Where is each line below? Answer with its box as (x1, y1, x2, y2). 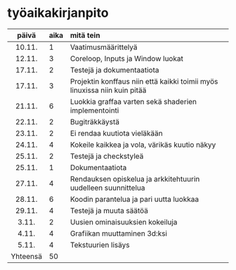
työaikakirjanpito (7, 5, 109, 21)
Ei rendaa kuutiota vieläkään (70, 128, 163, 138)
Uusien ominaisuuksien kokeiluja (70, 217, 178, 226)
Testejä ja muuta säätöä (70, 205, 149, 215)
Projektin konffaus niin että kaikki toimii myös (70, 76, 218, 86)
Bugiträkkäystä (70, 117, 120, 127)
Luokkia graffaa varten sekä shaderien (70, 96, 197, 106)
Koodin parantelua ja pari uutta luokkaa (70, 194, 199, 204)
